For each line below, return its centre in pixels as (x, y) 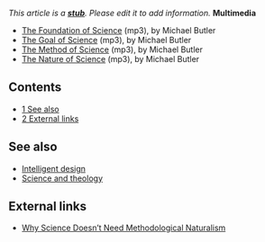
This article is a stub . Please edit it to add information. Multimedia (132, 13)
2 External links (50, 118)
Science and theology (62, 178)
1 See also (40, 109)
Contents (35, 88)
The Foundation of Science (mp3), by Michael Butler (119, 30)
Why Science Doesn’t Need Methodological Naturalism (123, 228)
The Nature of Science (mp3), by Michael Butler (110, 59)
